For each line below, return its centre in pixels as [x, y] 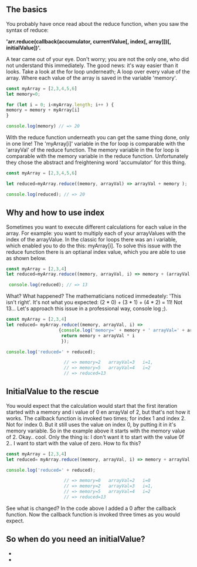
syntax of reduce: [27, 30]
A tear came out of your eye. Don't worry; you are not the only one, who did [98, 59]
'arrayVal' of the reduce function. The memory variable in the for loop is [93, 150]
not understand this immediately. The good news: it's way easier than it [92, 65]
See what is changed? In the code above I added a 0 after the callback [91, 508]
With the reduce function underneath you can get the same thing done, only [98, 137]
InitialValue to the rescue [52, 392]
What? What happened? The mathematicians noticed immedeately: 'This [94, 296]
